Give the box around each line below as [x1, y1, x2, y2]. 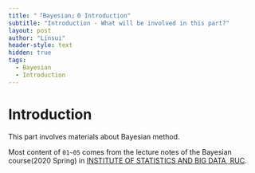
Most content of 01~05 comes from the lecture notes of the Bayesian [8, 147, 233, 156]
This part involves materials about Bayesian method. [8, 132, 181, 141]
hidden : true [8, 49, 52, 57]
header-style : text [8, 41, 73, 49]
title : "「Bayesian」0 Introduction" [8, 11, 131, 20]
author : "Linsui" [8, 33, 66, 42]
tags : [8, 57, 26, 65]
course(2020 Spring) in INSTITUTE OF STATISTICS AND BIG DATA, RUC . [8, 155, 247, 165]
